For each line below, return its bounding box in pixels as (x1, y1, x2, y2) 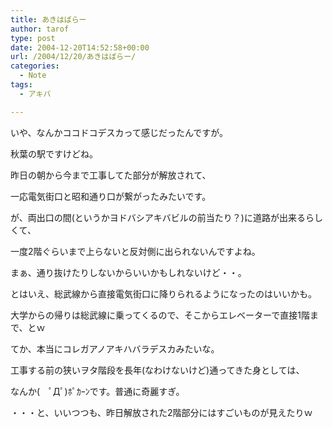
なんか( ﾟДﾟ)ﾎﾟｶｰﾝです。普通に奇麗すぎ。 (10, 385, 185, 397)
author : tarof (10, 24, 70, 34)
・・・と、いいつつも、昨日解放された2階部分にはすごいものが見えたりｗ (10, 406, 313, 418)
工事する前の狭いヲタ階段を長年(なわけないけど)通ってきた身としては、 (10, 364, 305, 376)
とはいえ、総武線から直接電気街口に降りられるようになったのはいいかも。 (10, 287, 317, 300)
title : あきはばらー (10, 14, 87, 25)
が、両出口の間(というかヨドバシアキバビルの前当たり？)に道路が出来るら (10, 211, 315, 223)
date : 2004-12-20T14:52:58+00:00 (10, 42, 150, 53)
